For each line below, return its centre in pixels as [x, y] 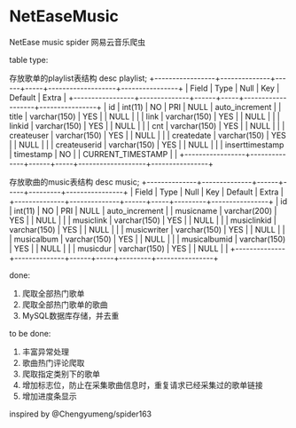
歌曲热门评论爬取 [53, 362]
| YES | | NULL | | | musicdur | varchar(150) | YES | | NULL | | [119, 248]
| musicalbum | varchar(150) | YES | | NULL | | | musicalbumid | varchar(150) [148, 239]
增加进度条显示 [49, 396]
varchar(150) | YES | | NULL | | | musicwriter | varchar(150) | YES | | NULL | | [147, 229]
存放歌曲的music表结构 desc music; [74, 182]
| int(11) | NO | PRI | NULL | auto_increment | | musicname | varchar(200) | [143, 210]
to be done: [30, 333]
